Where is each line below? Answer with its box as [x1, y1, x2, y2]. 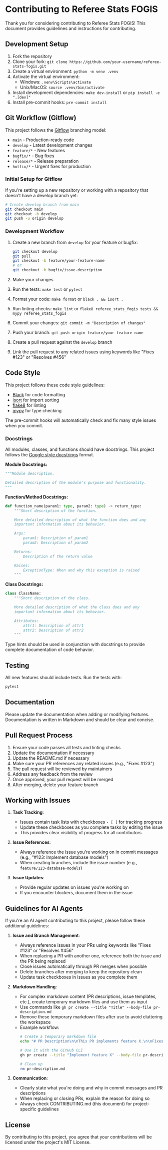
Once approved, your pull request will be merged [12, 776, 113, 782]
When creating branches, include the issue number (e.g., [19, 860, 137, 866]
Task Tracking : [12, 809, 44, 815]
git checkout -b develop [5, 211, 57, 216]
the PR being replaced [19, 958, 66, 964]
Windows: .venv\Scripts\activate [19, 79, 91, 85]
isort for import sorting [12, 397, 59, 403]
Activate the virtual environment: [12, 74, 80, 80]
